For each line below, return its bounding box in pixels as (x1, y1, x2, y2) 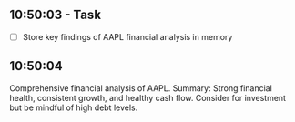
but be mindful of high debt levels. (9, 102, 138, 113)
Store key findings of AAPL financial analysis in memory (22, 31, 233, 42)
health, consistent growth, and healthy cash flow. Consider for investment (9, 92, 287, 103)
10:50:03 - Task (9, 7, 102, 23)
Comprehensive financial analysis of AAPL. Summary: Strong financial (9, 82, 273, 94)
